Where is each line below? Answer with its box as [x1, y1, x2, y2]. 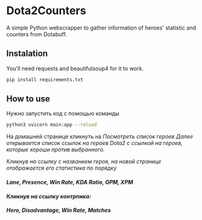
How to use [6, 93, 50, 104]
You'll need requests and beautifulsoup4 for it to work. [6, 65, 144, 72]
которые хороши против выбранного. [6, 146, 105, 154]
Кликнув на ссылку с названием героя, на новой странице [6, 158, 162, 165]
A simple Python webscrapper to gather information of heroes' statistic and [6, 24, 196, 31]
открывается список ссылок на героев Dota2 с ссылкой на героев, [6, 139, 183, 147]
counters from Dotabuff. [6, 30, 67, 37]
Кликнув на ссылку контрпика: [6, 192, 92, 200]
